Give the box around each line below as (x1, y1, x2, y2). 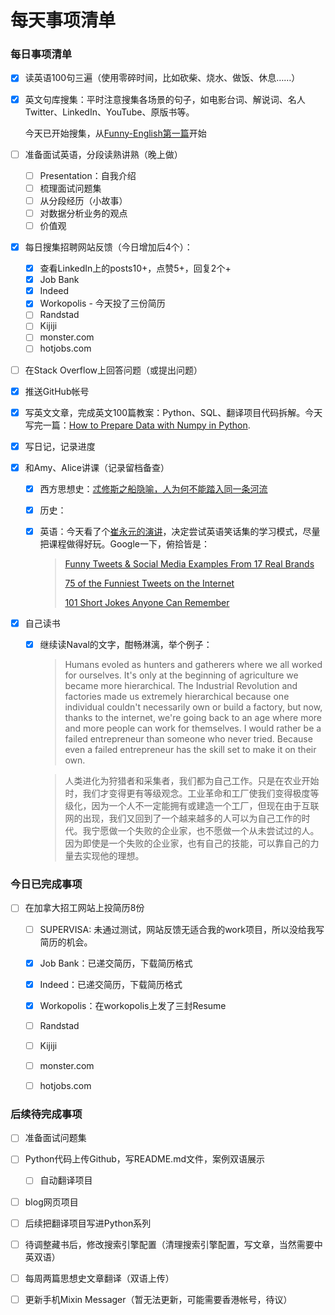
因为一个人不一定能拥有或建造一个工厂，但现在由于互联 (91, 800, 320, 812)
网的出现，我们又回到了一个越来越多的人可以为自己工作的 (64, 812, 302, 825)
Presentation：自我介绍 (39, 169, 137, 181)
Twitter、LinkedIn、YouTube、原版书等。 (24, 106, 195, 118)
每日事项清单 (10, 47, 73, 61)
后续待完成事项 (10, 1107, 83, 1121)
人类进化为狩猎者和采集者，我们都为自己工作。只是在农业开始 (64, 775, 320, 787)
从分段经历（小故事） (39, 194, 128, 206)
